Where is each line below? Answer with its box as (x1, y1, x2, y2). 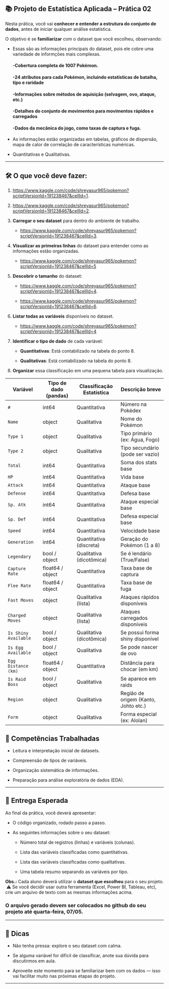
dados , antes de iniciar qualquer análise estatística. (5, 26, 112, 32)
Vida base (120, 474, 144, 481)
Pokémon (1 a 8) (120, 542, 160, 549)
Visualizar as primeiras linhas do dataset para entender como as (12, 243, 148, 249)
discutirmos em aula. (12, 958, 56, 964)
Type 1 (8, 434, 24, 440)
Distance (8, 663, 29, 669)
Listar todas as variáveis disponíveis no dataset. (12, 313, 114, 319)
